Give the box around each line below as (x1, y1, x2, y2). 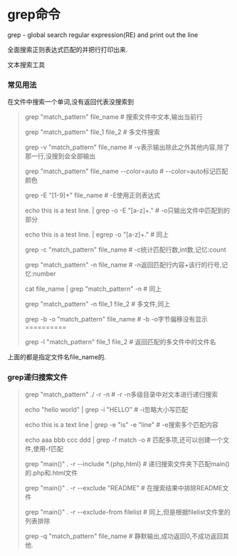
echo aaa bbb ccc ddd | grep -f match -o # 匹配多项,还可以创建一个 (24, 436, 223, 444)
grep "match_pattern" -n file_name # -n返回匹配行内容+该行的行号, (24, 261, 222, 269)
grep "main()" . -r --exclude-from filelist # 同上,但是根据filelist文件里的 (24, 508, 231, 516)
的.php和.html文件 (24, 468, 78, 477)
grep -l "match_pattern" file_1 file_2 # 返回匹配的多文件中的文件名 (24, 338, 216, 346)
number (33, 269, 56, 278)
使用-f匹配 (33, 444, 64, 453)
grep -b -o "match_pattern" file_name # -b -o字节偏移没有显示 (24, 315, 209, 324)
